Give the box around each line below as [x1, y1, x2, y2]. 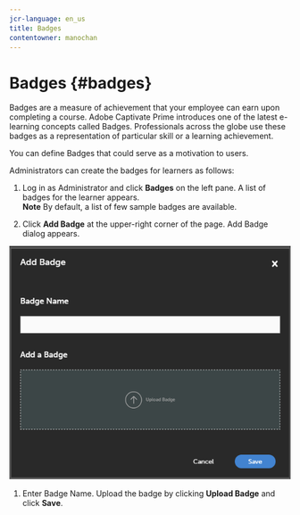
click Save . [21, 498, 63, 508]
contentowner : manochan [9, 33, 98, 42]
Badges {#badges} [9, 72, 153, 93]
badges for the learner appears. [21, 192, 140, 203]
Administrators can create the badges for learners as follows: [9, 165, 235, 176]
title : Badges [9, 23, 62, 33]
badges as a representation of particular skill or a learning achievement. [9, 130, 274, 142]
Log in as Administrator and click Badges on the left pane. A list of [21, 183, 266, 194]
